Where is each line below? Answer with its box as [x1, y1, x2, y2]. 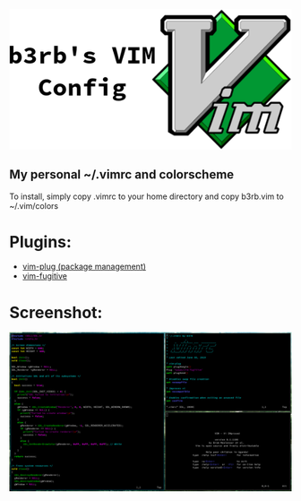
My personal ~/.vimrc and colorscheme [9, 167, 235, 183]
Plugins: [9, 231, 72, 252]
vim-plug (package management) [21, 261, 146, 272]
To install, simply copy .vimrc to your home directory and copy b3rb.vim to [9, 191, 284, 202]
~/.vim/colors [9, 200, 59, 211]
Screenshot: [9, 302, 103, 323]
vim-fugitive [21, 271, 67, 281]
